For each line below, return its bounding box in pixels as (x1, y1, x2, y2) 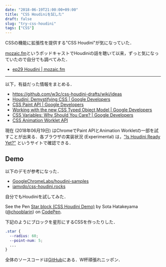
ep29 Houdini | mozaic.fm (12, 66, 65, 72)
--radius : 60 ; (9, 233, 39, 238)
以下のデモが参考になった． (5, 168, 62, 174)
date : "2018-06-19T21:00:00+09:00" (5, 7, 79, 12)
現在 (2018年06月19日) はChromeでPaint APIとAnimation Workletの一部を (5, 128, 155, 133)
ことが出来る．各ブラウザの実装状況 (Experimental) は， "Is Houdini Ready (9, 134, 161, 140)
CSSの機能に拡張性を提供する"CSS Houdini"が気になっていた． (5, 40, 134, 46)
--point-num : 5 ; (9, 238, 43, 243)
